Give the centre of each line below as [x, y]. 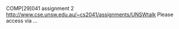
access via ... [22, 21]
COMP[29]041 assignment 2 [40, 8]
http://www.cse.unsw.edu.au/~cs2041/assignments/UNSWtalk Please [90, 14]
